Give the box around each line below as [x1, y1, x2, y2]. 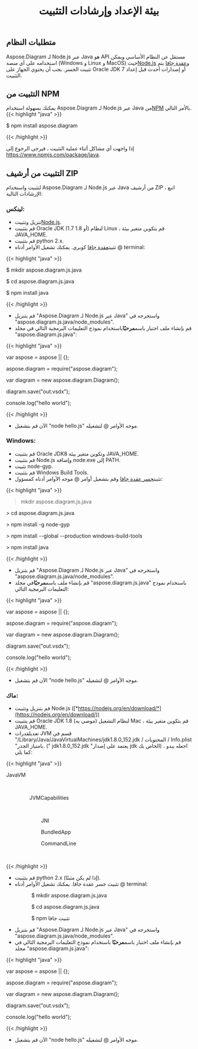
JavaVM [6, 771, 26, 778]
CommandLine [41, 840, 77, 847]
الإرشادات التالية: [6, 190, 43, 197]
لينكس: [6, 205, 25, 213]
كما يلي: [14, 748, 33, 756]
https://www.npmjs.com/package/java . [6, 151, 101, 159]
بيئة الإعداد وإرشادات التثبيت [38, 4, 160, 18]
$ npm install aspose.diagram [6, 122, 78, 129]
